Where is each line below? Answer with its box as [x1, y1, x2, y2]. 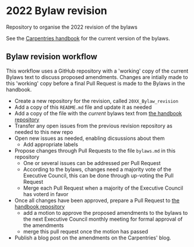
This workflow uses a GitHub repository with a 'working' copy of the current [6, 67, 189, 74]
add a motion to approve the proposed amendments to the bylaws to [23, 209, 188, 216]
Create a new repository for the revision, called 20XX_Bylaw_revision [14, 97, 179, 104]
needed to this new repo [14, 128, 73, 135]
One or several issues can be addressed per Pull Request [23, 159, 161, 166]
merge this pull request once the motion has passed [23, 228, 149, 235]
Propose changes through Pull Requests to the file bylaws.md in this [14, 147, 176, 154]
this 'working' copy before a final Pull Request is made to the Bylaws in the [6, 80, 185, 87]
